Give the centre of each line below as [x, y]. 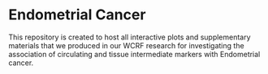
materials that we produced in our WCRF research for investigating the [127, 45]
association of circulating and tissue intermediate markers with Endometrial [134, 54]
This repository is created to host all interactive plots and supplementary [130, 37]
